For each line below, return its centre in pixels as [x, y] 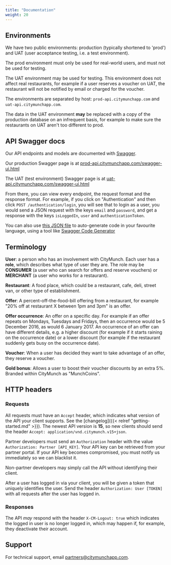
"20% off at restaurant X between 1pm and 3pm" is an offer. [68, 306]
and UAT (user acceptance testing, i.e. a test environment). [67, 53]
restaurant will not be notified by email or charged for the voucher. [75, 89]
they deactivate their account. [37, 529]
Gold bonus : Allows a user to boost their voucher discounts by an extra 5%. [85, 368]
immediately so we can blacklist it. [41, 457]
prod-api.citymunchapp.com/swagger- [121, 163]
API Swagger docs [35, 141]
